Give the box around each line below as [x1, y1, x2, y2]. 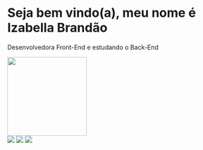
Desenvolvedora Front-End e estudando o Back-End [7, 43, 159, 51]
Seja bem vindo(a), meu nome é [7, 5, 196, 21]
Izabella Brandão [7, 20, 108, 36]
